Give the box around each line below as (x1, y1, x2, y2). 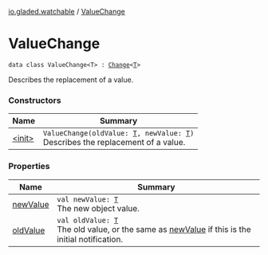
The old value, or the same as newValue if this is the (57, 223, 251, 234)
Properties (8, 161, 50, 172)
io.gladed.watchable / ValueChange (8, 7, 125, 16)
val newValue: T (57, 194, 119, 204)
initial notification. (57, 233, 124, 245)
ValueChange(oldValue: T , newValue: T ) (42, 129, 195, 138)
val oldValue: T (57, 215, 119, 225)
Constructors (8, 95, 61, 106)
